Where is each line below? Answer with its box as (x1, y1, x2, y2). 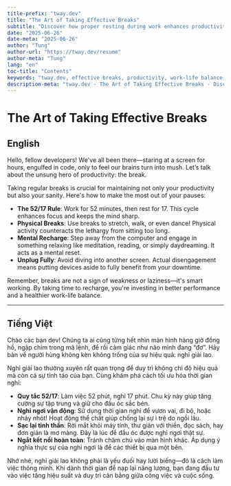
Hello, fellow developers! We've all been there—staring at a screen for (7, 156, 206, 164)
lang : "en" (7, 61, 38, 68)
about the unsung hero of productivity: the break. (7, 170, 147, 179)
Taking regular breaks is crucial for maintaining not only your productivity (7, 184, 214, 192)
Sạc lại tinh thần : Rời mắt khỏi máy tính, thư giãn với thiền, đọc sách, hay (16, 421, 223, 429)
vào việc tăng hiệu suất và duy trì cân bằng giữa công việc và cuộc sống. (7, 472, 214, 480)
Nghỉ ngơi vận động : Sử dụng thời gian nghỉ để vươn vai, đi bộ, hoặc (16, 407, 212, 415)
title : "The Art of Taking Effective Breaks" (7, 17, 140, 23)
